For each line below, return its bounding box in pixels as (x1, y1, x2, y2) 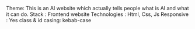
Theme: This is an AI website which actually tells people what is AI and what (6, 5, 189, 11)
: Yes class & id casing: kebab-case (6, 17, 92, 23)
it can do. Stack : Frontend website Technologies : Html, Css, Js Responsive (6, 11, 189, 18)
